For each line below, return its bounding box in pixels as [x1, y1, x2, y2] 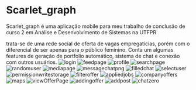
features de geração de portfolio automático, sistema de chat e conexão [6, 52, 180, 59]
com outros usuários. [6, 59, 57, 66]
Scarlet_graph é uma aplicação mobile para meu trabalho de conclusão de [6, 23, 185, 30]
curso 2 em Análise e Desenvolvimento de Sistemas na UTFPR [6, 28, 157, 35]
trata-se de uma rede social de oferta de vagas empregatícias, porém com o [6, 40, 190, 47]
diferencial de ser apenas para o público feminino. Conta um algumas [6, 46, 174, 53]
